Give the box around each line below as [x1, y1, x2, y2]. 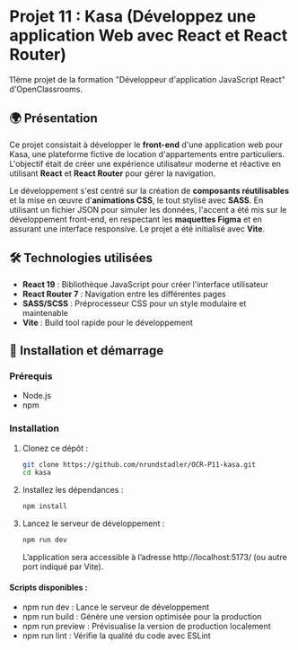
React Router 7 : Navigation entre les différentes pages [22, 288, 226, 299]
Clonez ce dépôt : [22, 443, 89, 453]
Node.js [22, 391, 52, 401]
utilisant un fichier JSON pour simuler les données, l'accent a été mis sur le [9, 204, 287, 215]
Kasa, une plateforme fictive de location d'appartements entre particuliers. [9, 148, 285, 159]
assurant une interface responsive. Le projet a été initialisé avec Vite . [9, 223, 266, 234]
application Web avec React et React [9, 25, 288, 46]
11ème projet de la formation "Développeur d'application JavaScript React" [9, 74, 285, 84]
